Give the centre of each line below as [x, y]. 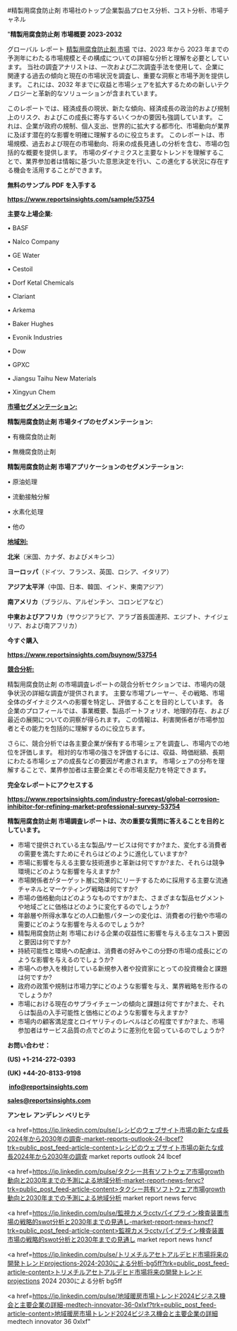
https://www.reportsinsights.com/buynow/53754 [82, 655]
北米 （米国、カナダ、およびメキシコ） [63, 557]
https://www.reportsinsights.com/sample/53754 [81, 199]
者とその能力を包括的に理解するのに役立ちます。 [78, 728]
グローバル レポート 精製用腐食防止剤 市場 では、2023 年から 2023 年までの [118, 49]
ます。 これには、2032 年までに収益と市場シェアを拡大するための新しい [112, 84]
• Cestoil [20, 269]
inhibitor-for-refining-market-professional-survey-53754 [94, 806]
